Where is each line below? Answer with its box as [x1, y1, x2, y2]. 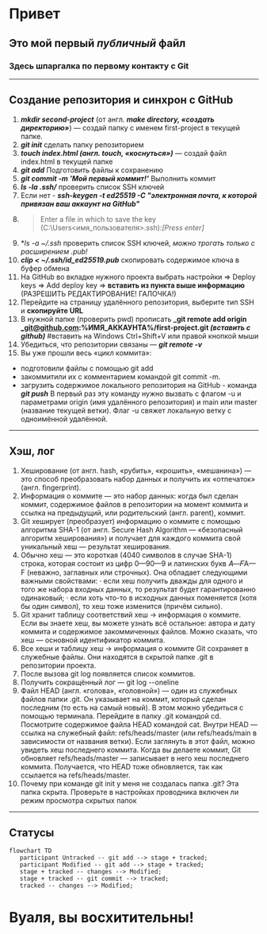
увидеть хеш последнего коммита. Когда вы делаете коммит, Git [20, 745, 241, 754]
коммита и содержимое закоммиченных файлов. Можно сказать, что [20, 626, 258, 636]
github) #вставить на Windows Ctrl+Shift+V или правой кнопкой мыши [20, 331, 259, 340]
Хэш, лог [9, 444, 55, 458]
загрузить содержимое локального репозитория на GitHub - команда [20, 380, 257, 389]
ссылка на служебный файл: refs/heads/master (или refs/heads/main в [20, 728, 257, 738]
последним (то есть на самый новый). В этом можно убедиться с [20, 703, 244, 712]
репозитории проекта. [20, 661, 97, 670]
